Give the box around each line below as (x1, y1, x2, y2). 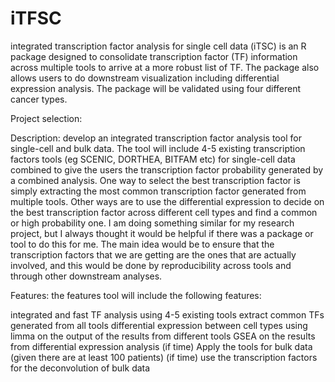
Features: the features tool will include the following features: (10, 289, 262, 301)
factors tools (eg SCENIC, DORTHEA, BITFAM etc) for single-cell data (10, 153, 296, 165)
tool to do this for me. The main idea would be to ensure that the (10, 238, 275, 250)
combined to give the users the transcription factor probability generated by (10, 163, 324, 176)
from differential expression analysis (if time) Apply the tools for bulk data (10, 340, 313, 352)
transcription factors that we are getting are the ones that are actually (10, 248, 297, 261)
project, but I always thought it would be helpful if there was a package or (10, 227, 314, 239)
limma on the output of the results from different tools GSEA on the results (10, 330, 316, 342)
